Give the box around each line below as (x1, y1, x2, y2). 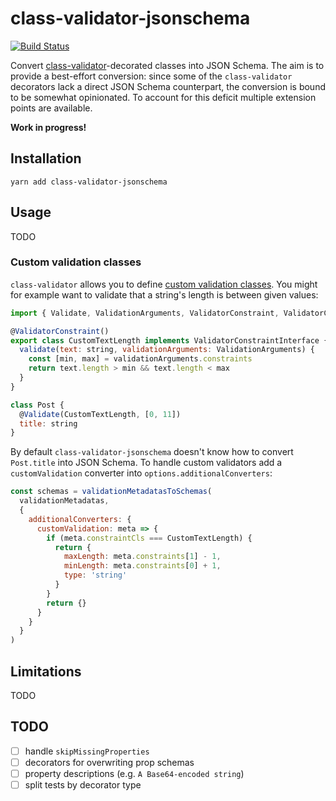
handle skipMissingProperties (24, 745, 150, 757)
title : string (19, 418, 78, 429)
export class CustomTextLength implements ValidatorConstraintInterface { (10, 335, 329, 346)
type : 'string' (63, 570, 128, 581)
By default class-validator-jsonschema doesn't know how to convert (10, 446, 294, 458)
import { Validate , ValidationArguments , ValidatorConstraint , (10, 308, 280, 318)
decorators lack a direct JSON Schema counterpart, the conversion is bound (10, 80, 326, 92)
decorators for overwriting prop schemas (24, 756, 195, 768)
